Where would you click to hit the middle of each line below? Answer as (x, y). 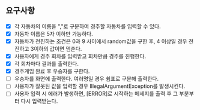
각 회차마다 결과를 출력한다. (47, 64)
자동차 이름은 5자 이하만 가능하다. (54, 33)
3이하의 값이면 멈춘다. (56, 49)
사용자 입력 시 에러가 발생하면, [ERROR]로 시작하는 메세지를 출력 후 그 (96, 94)
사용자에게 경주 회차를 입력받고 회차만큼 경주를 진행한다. (80, 56)
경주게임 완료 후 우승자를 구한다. (52, 71)
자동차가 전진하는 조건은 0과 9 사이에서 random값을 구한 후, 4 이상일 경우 (101, 41)
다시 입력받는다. (39, 101)
